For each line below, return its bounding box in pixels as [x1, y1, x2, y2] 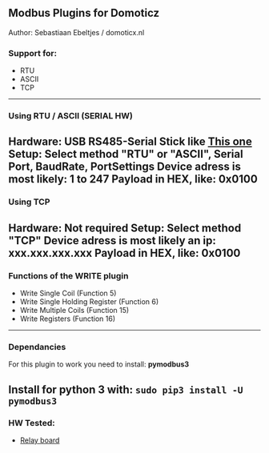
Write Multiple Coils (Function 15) [19, 306, 130, 315]
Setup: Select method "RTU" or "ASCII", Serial [8, 147, 243, 161]
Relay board [19, 435, 60, 445]
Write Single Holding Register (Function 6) [19, 297, 159, 307]
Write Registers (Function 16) [19, 314, 116, 323]
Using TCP [8, 196, 50, 207]
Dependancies [8, 341, 66, 352]
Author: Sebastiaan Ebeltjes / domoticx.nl [8, 27, 145, 37]
